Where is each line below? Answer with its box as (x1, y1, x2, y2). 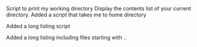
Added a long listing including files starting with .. (6, 34, 127, 41)
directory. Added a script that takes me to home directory (6, 11, 147, 18)
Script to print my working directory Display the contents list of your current (6, 5, 191, 12)
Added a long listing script (6, 23, 71, 29)
